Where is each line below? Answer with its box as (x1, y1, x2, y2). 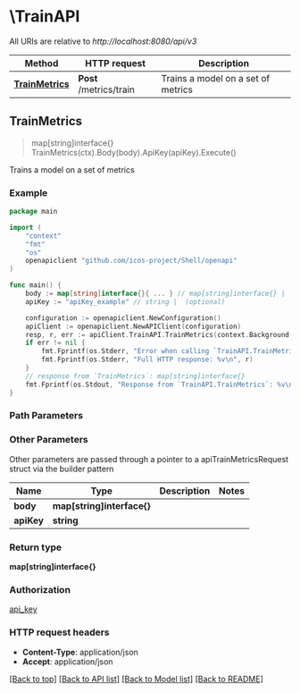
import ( (9, 223, 42, 232)
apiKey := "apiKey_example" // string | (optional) (25, 297, 226, 306)
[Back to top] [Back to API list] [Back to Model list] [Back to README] (9, 673, 263, 684)
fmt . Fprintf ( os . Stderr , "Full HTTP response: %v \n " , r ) (41, 355, 254, 364)
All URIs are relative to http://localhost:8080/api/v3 (9, 36, 197, 46)
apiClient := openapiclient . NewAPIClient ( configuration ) (25, 322, 242, 331)
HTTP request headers (9, 626, 110, 638)
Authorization (9, 583, 71, 596)
